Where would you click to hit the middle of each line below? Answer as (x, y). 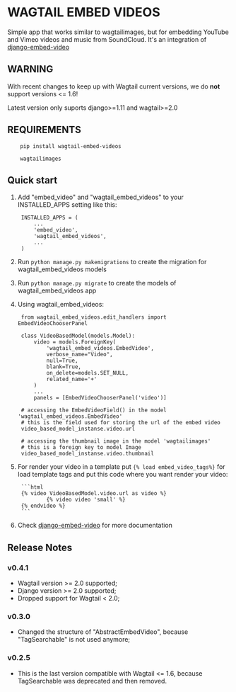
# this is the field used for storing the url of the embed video (120, 423)
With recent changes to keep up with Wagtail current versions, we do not (114, 86)
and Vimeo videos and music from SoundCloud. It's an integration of (107, 39)
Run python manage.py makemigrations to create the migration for (112, 262)
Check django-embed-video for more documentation (95, 526)
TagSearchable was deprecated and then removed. (92, 681)
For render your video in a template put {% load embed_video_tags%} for (121, 467)
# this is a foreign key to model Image (81, 448)
